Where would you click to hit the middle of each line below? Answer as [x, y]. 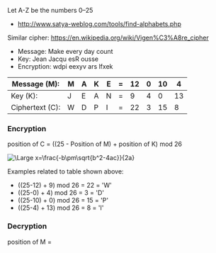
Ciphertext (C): [36, 107]
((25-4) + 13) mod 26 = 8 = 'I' [61, 208]
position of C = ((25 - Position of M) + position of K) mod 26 [95, 144]
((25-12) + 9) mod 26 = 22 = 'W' [64, 185]
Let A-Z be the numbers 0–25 [50, 10]
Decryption [27, 226]
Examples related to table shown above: [66, 172]
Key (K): [24, 96]
